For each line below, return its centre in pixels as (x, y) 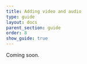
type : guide (20, 17)
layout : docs (22, 22)
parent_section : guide (33, 28)
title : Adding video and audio (44, 11)
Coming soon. (23, 55)
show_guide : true (27, 38)
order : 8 (17, 33)
